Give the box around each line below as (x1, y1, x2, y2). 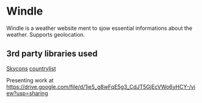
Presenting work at (6, 76, 54, 83)
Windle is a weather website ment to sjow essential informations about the (6, 24, 193, 32)
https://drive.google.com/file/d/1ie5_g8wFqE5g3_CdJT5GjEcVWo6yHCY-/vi (6, 83, 196, 90)
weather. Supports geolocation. (6, 30, 85, 38)
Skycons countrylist (6, 65, 56, 72)
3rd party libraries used (6, 49, 98, 59)
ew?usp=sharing (6, 90, 49, 97)
